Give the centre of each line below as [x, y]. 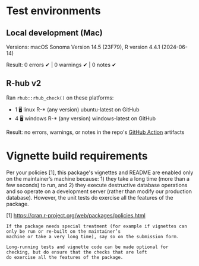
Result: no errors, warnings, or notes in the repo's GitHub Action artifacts [95, 132]
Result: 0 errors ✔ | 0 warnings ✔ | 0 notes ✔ [61, 65]
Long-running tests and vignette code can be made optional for [87, 247]
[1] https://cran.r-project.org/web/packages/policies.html [76, 215]
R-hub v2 [24, 83]
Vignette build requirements [77, 156]
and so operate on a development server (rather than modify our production [99, 191]
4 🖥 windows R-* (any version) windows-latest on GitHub [85, 118]
